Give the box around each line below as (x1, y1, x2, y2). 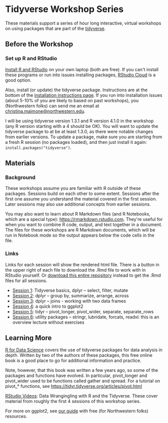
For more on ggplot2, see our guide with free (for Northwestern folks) (5, 408, 148, 414)
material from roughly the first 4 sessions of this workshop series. (5, 398, 141, 404)
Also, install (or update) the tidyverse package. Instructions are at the (5, 87, 148, 93)
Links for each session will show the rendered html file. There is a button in (5, 262, 160, 268)
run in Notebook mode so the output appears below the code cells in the (5, 232, 154, 239)
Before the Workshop (5, 40, 73, 49)
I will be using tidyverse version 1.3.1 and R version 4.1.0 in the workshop (5, 118, 154, 124)
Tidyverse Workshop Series (5, 4, 124, 15)
